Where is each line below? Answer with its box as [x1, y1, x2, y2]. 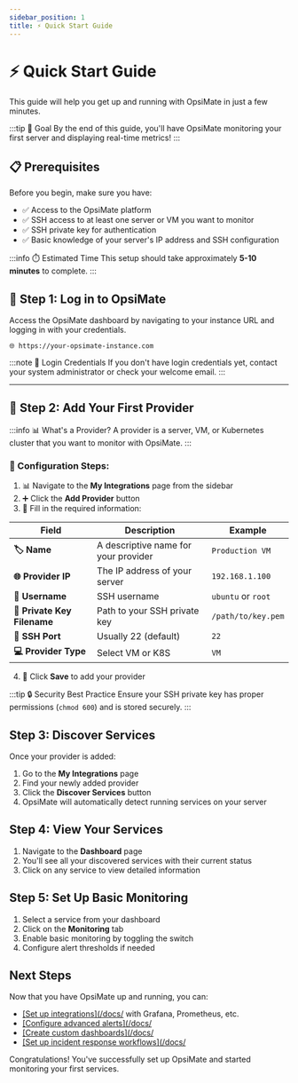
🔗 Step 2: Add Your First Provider [9, 400, 194, 415]
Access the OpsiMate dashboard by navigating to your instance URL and [9, 315, 275, 326]
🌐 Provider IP [13, 570, 71, 582]
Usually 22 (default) [97, 630, 181, 643]
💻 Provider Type [13, 645, 87, 658]
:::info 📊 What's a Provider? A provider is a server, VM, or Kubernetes [9, 424, 264, 435]
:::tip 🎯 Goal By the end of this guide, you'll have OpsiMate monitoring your [9, 123, 282, 134]
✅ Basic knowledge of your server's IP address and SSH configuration [21, 234, 279, 245]
